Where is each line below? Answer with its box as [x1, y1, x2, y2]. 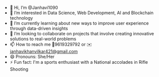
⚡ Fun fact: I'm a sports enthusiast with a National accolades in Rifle [9, 59, 148, 65]
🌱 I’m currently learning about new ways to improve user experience [9, 20, 149, 26]
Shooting [9, 66, 29, 72]
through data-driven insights [9, 26, 68, 31]
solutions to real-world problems [9, 36, 77, 42]
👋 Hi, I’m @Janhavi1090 [9, 5, 58, 10]
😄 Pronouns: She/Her [9, 54, 55, 59]
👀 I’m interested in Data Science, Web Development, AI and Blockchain [9, 10, 154, 16]
